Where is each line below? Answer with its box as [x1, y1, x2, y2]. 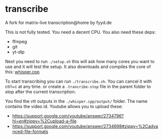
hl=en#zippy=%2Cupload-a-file [12, 118, 77, 124]
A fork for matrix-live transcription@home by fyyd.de [5, 20, 112, 25]
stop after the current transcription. [5, 89, 76, 94]
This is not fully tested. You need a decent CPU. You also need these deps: [5, 29, 156, 35]
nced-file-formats [12, 128, 48, 134]
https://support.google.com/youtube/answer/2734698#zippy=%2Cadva [12, 123, 158, 129]
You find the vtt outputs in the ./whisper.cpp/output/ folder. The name [5, 98, 148, 104]
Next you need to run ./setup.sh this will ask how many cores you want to [5, 58, 155, 64]
